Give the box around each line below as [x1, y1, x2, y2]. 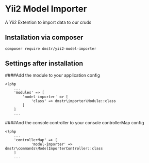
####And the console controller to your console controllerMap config [5, 119, 144, 125]
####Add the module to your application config [5, 72, 100, 78]
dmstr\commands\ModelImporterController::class [5, 146, 103, 151]
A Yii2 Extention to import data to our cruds [5, 19, 92, 25]
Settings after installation [5, 59, 83, 68]
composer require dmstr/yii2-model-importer [5, 46, 97, 51]
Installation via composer [5, 33, 83, 42]
